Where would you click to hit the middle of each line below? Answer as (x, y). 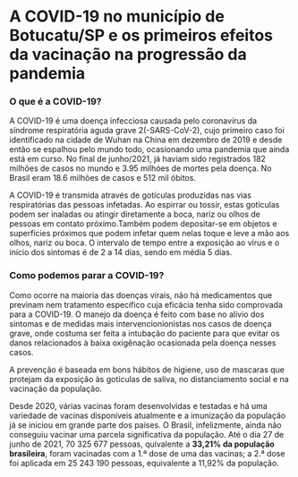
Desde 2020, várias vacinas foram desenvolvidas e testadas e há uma (139, 405)
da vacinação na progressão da (128, 55)
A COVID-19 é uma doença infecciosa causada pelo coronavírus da (133, 121)
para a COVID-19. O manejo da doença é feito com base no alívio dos (137, 314)
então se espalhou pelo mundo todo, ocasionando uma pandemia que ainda (149, 149)
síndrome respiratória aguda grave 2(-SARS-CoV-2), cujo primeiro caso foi (147, 131)
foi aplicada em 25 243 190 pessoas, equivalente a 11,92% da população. (144, 463)
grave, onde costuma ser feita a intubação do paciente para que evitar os (145, 333)
